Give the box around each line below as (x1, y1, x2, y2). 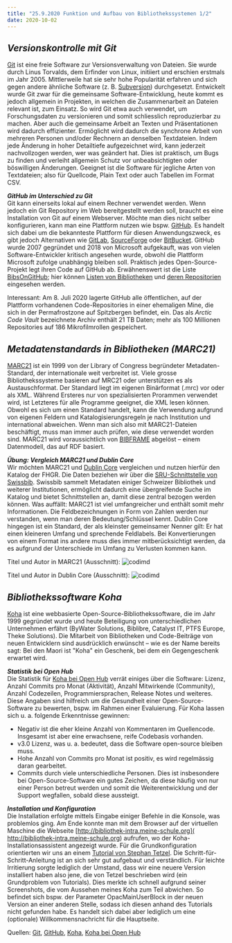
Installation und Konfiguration (7, 804, 96, 813)
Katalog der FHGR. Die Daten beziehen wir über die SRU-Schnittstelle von (7, 470, 218, 479)
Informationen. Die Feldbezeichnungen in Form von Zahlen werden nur (7, 507, 209, 516)
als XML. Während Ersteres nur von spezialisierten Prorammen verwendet (7, 391, 218, 399)
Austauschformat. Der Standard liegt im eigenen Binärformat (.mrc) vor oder (7, 384, 225, 392)
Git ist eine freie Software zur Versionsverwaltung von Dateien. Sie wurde (7, 60, 217, 69)
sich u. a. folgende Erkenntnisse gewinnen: (7, 711, 130, 719)
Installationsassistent (7, 841, 67, 849)
